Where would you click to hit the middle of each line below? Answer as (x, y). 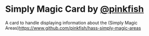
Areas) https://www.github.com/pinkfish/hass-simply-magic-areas (73, 28)
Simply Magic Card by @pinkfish (74, 9)
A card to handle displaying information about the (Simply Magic (71, 23)
